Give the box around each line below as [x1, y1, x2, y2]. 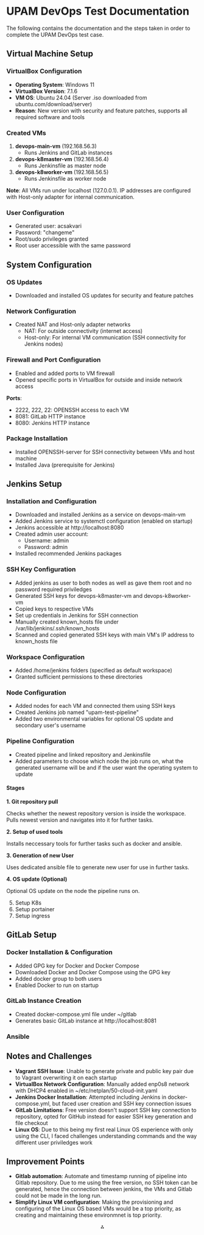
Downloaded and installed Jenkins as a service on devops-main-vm [15, 511, 186, 519]
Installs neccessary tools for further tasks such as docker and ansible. [6, 840, 183, 847]
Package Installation [6, 434, 68, 443]
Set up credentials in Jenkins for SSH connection [15, 611, 139, 619]
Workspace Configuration [6, 652, 85, 661]
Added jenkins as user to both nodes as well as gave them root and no [15, 579, 192, 586]
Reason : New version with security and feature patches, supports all [15, 107, 188, 114]
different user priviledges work [15, 1138, 93, 1146]
